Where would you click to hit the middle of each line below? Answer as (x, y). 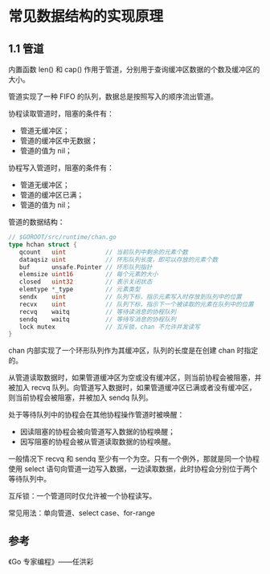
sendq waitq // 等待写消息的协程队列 (98, 319)
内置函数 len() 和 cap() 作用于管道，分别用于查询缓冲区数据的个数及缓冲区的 (134, 69)
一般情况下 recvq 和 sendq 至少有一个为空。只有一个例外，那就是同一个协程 (134, 459)
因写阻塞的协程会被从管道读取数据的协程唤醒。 (97, 442)
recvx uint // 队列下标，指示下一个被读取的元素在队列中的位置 (137, 304)
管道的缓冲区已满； (52, 195)
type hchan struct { (43, 244)
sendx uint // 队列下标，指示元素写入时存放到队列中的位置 (131, 297)
